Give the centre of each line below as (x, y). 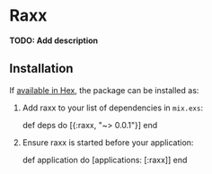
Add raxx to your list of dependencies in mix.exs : (113, 108)
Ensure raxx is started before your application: (108, 142)
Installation (41, 69)
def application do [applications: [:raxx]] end (105, 160)
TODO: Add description (54, 40)
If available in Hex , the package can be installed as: (104, 90)
